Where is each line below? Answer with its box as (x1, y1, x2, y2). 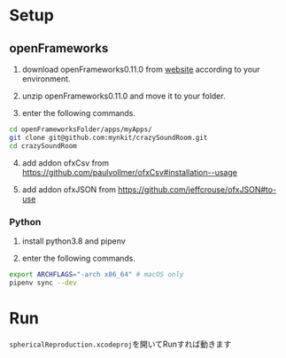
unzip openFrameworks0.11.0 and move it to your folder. (21, 90, 226, 101)
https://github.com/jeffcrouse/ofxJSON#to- (118, 183, 277, 195)
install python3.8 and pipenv (21, 236, 126, 246)
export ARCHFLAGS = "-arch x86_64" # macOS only (9, 269, 184, 279)
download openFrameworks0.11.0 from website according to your (21, 64, 260, 74)
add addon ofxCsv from (21, 157, 109, 168)
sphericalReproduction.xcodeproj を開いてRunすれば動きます (9, 339, 232, 349)
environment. (21, 74, 71, 84)
